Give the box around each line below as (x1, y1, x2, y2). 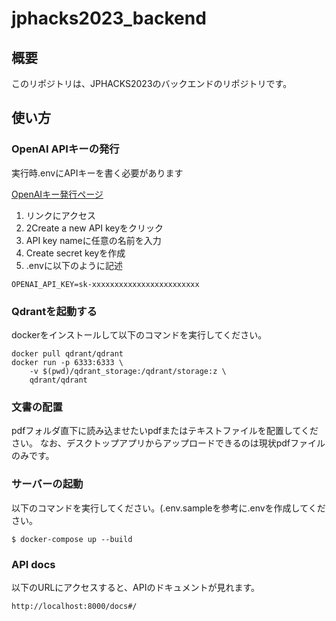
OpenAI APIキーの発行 (11, 142, 120, 156)
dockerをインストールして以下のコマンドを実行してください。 (11, 328, 268, 341)
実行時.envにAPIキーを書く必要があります (11, 167, 184, 179)
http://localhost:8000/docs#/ (11, 601, 138, 611)
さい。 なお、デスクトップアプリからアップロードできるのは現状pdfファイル (11, 437, 326, 449)
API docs (11, 557, 56, 571)
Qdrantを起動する (11, 304, 98, 318)
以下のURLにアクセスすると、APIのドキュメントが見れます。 (11, 581, 261, 593)
